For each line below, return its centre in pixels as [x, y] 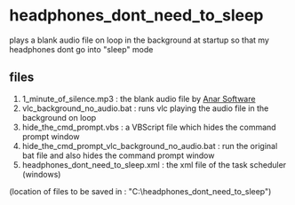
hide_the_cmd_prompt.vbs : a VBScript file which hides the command [149, 127]
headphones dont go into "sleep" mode [81, 49]
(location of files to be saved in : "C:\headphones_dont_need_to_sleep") [140, 191]
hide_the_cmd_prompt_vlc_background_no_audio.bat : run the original [150, 146]
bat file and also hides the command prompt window [118, 155]
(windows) [41, 174]
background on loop [59, 117]
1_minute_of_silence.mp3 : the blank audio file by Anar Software [139, 99]
